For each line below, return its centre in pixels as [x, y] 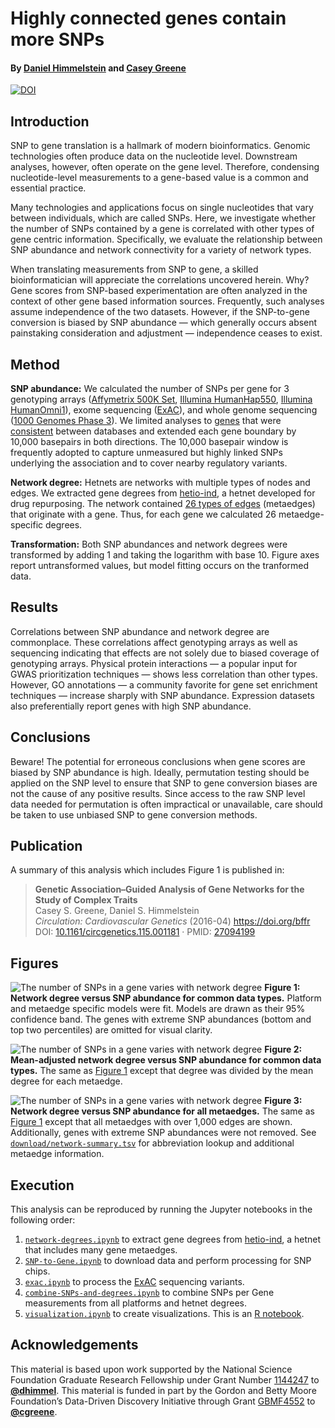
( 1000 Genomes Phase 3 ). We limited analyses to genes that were [146, 421]
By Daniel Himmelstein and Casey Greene [98, 68]
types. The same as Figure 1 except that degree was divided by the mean [162, 1071]
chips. [37, 1271]
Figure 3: [283, 1101]
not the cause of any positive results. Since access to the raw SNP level [158, 793]
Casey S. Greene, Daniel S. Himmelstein [117, 911]
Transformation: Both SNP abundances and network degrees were [149, 544]
